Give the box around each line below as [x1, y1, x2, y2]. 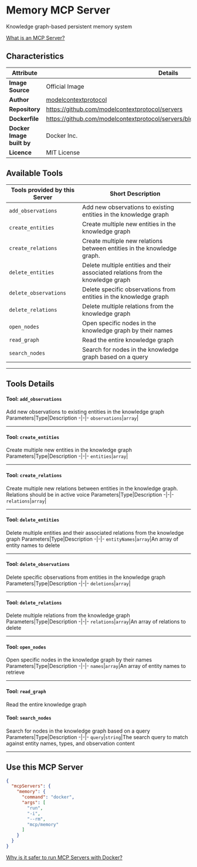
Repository [9, 105, 40, 113]
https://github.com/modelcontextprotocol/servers [46, 105, 183, 113]
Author [9, 95, 29, 103]
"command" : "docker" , [21, 794, 75, 800]
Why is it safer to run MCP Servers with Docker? [6, 853, 123, 861]
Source [9, 86, 30, 94]
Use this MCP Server [6, 763, 83, 772]
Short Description [109, 189, 161, 197]
